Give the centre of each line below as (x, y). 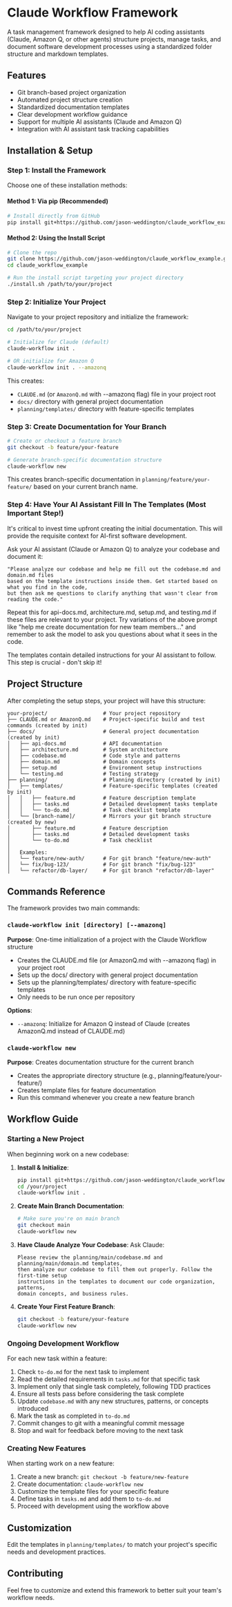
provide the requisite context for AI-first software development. (97, 535)
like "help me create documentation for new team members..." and (102, 627)
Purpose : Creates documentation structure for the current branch (101, 1062)
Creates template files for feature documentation (87, 1090)
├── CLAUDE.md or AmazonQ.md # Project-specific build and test (106, 719)
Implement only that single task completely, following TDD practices (114, 1386)
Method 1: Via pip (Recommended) (58, 201)
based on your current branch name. (86, 487)
